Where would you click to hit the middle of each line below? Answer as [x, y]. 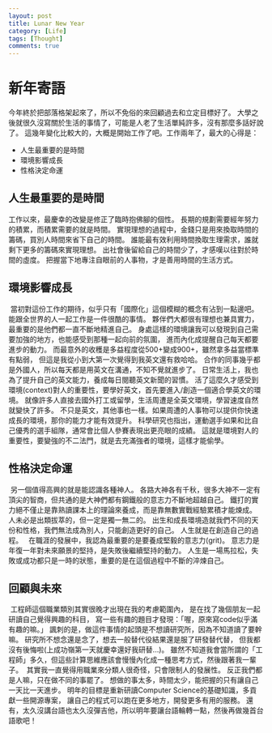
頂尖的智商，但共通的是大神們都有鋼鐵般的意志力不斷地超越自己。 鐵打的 [130, 500]
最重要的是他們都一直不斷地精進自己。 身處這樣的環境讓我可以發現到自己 [130, 329]
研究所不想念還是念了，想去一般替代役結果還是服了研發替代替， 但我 [138, 640]
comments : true [34, 46]
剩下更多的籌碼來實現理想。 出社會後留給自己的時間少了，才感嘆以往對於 [130, 249]
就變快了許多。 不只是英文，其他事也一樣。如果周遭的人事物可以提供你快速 [134, 410]
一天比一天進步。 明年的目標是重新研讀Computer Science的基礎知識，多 [129, 690]
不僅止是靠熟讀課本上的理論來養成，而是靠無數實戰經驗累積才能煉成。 [139, 509]
